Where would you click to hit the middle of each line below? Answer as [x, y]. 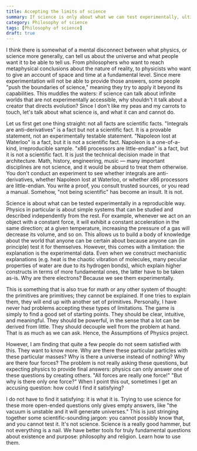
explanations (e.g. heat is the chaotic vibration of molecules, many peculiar [97, 259]
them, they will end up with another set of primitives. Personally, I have [91, 302]
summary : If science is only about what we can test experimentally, [93, 17]
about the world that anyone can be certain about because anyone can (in [96, 241]
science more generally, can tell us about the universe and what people [92, 56]
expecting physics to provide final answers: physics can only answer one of [98, 369]
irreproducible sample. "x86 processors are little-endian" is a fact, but [104, 148]
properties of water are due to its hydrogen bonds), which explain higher [94, 266]
